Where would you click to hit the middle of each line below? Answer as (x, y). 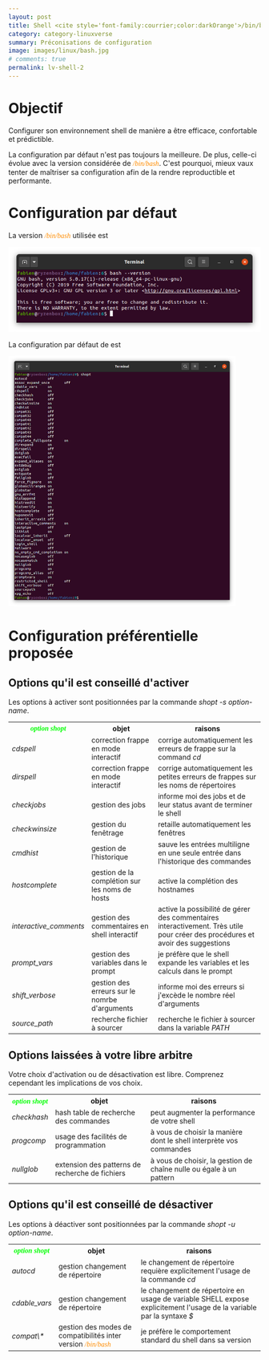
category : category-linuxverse (60, 34)
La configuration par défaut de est (65, 345)
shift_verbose (34, 995)
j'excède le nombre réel (196, 995)
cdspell (24, 748)
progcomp (29, 1141)
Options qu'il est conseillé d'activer (99, 683)
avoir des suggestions (194, 943)
